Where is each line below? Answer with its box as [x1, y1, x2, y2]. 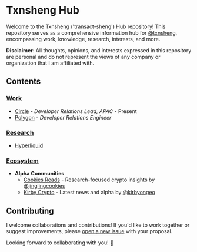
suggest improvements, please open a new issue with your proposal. [6, 228, 173, 235]
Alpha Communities [14, 170, 65, 177]
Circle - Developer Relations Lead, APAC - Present [14, 107, 137, 115]
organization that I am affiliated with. [6, 59, 95, 67]
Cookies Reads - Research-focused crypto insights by [23, 176, 155, 183]
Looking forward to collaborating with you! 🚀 [6, 239, 113, 246]
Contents [6, 77, 41, 87]
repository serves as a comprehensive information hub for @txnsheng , [6, 29, 178, 36]
